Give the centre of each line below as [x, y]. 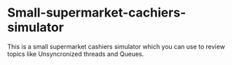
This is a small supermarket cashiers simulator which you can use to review [116, 46]
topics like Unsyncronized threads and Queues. [76, 54]
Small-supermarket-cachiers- [97, 13]
